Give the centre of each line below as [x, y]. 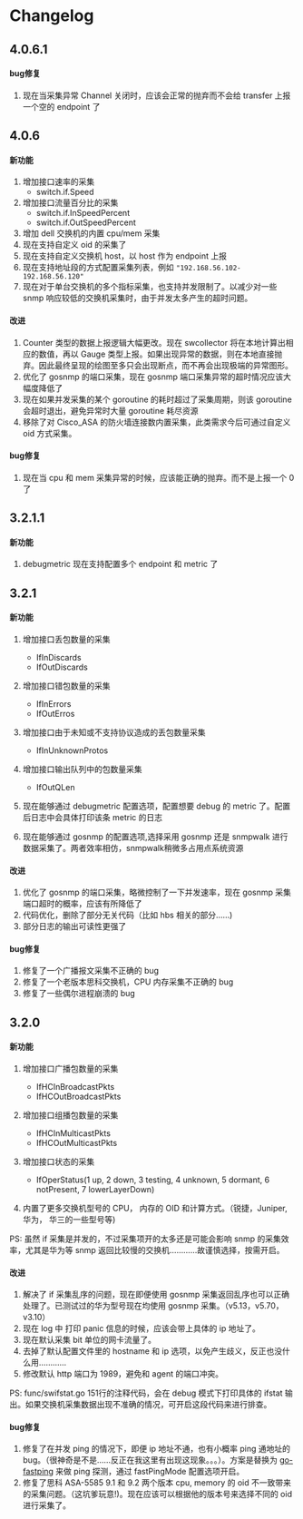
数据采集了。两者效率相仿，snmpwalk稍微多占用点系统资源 [133, 848]
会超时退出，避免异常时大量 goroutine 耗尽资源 [110, 410]
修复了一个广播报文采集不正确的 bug [91, 971]
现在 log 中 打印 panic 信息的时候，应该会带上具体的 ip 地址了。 [141, 1328]
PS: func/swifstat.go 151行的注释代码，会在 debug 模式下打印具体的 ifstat [146, 1393]
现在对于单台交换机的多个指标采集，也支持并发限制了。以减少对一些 [150, 287]
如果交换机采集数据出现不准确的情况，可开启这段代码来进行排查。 [148, 1405]
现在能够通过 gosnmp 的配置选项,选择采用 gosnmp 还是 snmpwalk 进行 [155, 837]
